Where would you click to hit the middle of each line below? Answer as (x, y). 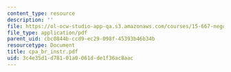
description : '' (30, 20)
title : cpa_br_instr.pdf (43, 52)
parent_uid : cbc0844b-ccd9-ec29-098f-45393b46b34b (81, 39)
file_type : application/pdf (47, 33)
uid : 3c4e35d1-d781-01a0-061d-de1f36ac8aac (70, 58)
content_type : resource (41, 13)
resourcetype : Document (41, 45)
